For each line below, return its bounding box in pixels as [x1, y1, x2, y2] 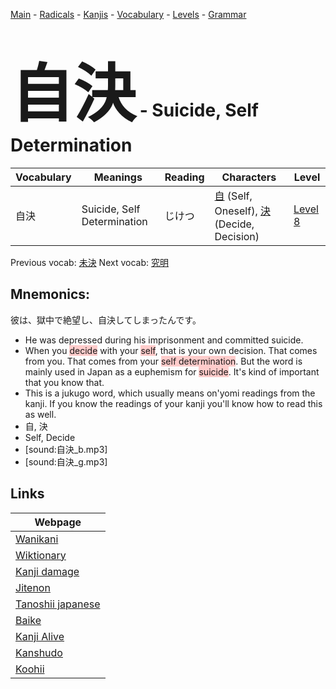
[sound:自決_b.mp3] [24, 443, 108, 455]
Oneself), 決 [214, 204, 271, 218]
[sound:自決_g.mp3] [24, 455, 108, 468]
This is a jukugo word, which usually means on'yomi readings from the [24, 387, 316, 399]
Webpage [34, 515, 82, 529]
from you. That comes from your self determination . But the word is [24, 355, 303, 367]
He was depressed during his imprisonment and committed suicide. [24, 334, 304, 346]
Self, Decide [24, 431, 76, 443]
